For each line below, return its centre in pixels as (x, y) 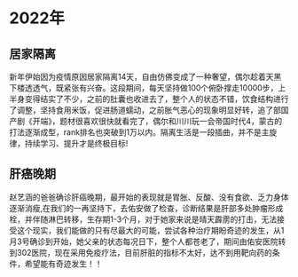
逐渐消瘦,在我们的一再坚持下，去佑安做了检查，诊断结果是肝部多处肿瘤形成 (146, 208)
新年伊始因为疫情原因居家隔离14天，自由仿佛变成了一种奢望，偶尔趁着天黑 (145, 77)
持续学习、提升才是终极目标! (76, 143)
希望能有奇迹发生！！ (63, 264)
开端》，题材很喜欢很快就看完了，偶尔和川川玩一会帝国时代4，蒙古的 (157, 121)
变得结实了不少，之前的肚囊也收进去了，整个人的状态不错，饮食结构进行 (157, 99)
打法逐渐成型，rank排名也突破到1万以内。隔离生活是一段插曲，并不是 (135, 132)
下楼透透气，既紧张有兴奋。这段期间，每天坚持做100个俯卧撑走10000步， (144, 88)
